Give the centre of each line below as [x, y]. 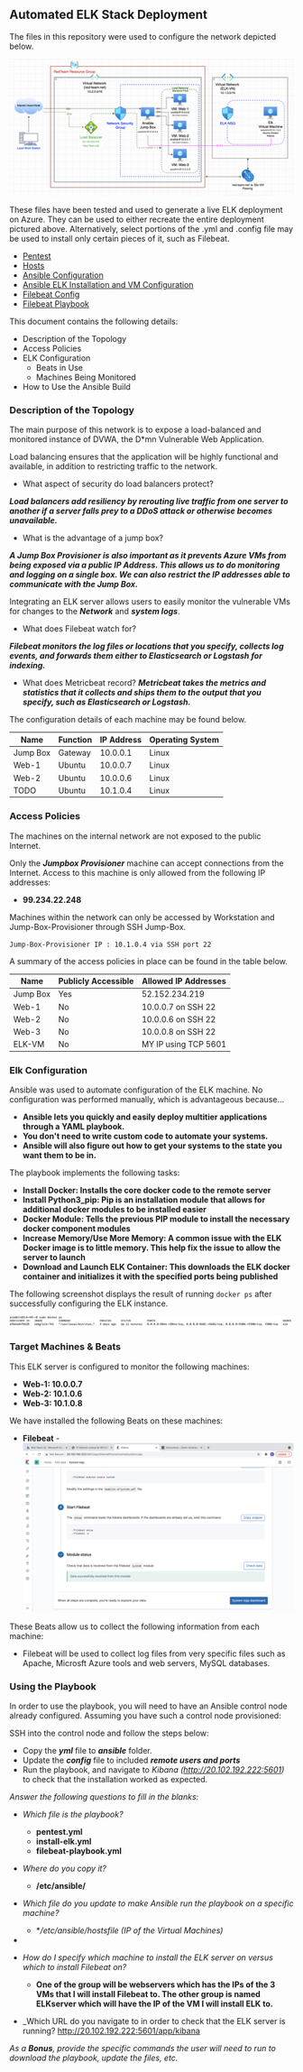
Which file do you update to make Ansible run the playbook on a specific [158, 1903]
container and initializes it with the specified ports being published [150, 1276]
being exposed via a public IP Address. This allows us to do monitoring [145, 565]
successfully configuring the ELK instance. [89, 1303]
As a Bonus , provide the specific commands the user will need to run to [143, 2049]
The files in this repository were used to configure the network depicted [143, 36]
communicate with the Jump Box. [73, 585]
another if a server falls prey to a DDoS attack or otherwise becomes [141, 511]
